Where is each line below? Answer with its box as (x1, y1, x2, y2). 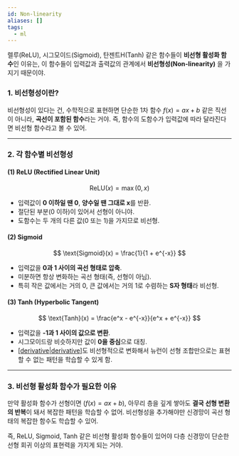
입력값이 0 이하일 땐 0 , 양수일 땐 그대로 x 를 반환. (17, 198, 152, 207)
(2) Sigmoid (7, 233, 43, 242)
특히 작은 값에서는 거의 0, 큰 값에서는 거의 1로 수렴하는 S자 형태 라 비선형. (17, 281, 219, 289)
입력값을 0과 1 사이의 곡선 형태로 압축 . (17, 263, 122, 271)
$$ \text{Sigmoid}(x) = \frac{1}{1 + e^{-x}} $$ (53, 249, 186, 257)
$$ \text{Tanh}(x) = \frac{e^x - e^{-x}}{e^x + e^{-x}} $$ (38, 314, 201, 323)
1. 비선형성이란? (7, 88, 59, 98)
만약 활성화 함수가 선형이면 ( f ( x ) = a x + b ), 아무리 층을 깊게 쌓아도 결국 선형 (7, 399, 217, 408)
